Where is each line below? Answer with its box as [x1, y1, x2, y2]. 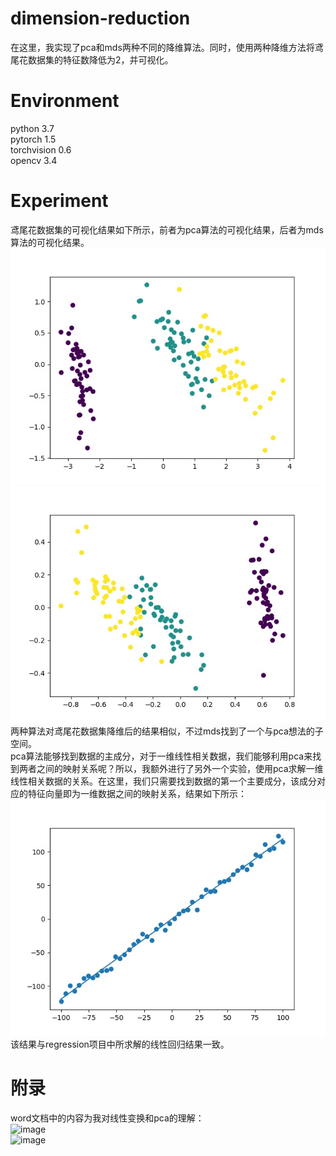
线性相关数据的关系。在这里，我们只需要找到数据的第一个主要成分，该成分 [10, 775, 317, 787]
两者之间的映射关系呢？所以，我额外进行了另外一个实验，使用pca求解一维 [18, 762, 324, 774]
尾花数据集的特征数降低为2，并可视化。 [10, 53, 174, 66]
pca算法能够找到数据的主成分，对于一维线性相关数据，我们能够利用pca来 [10, 750, 313, 762]
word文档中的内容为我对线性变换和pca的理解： [10, 1112, 205, 1124]
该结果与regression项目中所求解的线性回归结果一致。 [10, 1038, 230, 1050]
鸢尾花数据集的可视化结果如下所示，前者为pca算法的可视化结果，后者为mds [10, 223, 324, 236]
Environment [10, 90, 120, 112]
